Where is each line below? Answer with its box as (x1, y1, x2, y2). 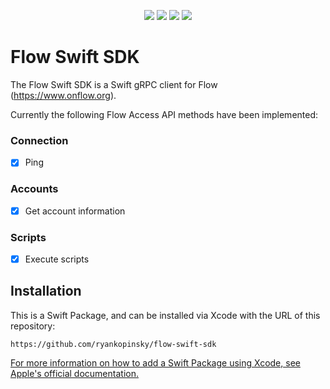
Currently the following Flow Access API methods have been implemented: (10, 108, 319, 120)
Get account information (24, 205, 126, 217)
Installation (10, 283, 82, 300)
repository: (10, 320, 56, 332)
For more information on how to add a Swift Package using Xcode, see (10, 356, 301, 369)
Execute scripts (24, 253, 90, 265)
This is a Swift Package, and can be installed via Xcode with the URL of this (10, 309, 321, 321)
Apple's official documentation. (10, 367, 139, 379)
